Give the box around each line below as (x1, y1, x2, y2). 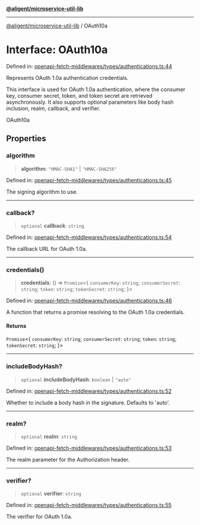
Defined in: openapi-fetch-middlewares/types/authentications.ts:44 (6, 63, 173, 70)
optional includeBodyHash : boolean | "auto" (20, 375, 132, 383)
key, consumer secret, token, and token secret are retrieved (6, 92, 153, 99)
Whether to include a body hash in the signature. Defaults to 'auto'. (6, 399, 170, 406)
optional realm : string (20, 433, 77, 440)
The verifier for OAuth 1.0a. (6, 513, 73, 520)
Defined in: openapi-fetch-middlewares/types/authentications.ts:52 (6, 387, 172, 394)
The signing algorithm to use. (6, 188, 78, 195)
